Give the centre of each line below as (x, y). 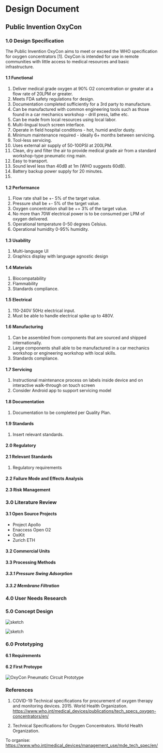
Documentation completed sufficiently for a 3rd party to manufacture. (82, 104)
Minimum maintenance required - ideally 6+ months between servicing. (84, 135)
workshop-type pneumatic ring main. (49, 156)
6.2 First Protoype (24, 667)
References (19, 690)
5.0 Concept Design (30, 612)
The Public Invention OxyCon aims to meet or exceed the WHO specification (81, 51)
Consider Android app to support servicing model (62, 391)
